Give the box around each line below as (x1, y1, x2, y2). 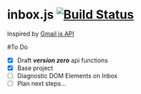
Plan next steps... (17, 80, 67, 88)
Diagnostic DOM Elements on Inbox (17, 72, 118, 80)
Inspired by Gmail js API (7, 30, 74, 38)
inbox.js (7, 7, 54, 23)
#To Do (7, 43, 28, 51)
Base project (17, 64, 54, 72)
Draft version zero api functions (17, 56, 109, 64)
